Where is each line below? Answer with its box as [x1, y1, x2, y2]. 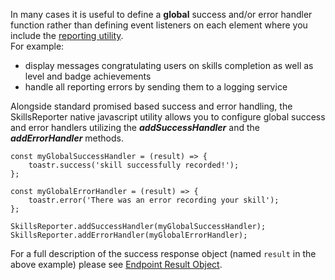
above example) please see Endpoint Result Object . [10, 259, 223, 270]
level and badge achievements [24, 70, 152, 82]
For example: [10, 40, 65, 52]
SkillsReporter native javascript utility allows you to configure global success [10, 111, 326, 123]
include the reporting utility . [10, 30, 124, 41]
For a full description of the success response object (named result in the [10, 248, 317, 259]
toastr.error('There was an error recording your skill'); [28, 195, 280, 205]
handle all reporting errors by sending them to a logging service [24, 81, 288, 93]
